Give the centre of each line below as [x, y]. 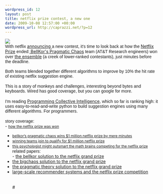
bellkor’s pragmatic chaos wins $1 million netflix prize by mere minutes [72, 136]
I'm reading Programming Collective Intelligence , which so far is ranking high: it [81, 101]
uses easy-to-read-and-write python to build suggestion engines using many [77, 106]
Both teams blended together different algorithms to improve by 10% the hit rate [80, 71]
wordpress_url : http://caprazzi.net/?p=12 [49, 28]
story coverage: [20, 121]
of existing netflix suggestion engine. [39, 76]
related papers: [27, 151]
